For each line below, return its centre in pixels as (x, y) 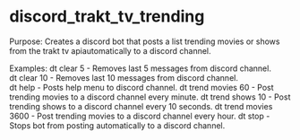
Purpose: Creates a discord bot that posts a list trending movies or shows (145, 41)
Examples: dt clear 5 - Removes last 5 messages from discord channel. (140, 68)
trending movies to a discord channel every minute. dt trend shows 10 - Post (150, 97)
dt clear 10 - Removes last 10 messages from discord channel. (124, 77)
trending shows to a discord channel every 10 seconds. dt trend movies (141, 106)
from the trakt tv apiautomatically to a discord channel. (111, 50)
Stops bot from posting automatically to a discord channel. (117, 125)
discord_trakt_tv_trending (107, 17)
